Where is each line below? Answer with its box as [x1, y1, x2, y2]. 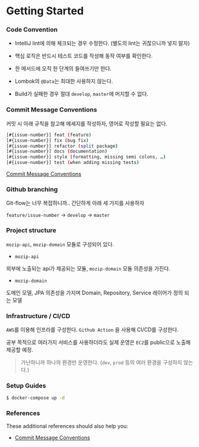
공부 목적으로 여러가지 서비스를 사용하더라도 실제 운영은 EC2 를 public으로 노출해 [6, 339, 191, 346]
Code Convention [6, 26, 58, 34]
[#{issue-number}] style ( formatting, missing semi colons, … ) [6, 154, 166, 160]
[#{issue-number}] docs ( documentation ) [6, 148, 108, 154]
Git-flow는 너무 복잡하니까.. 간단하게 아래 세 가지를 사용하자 [6, 200, 144, 207]
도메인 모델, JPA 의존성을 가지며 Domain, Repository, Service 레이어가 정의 [6, 289, 183, 296]
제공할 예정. [6, 346, 34, 353]
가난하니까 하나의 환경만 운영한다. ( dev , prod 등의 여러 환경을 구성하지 [20, 359, 182, 366]
